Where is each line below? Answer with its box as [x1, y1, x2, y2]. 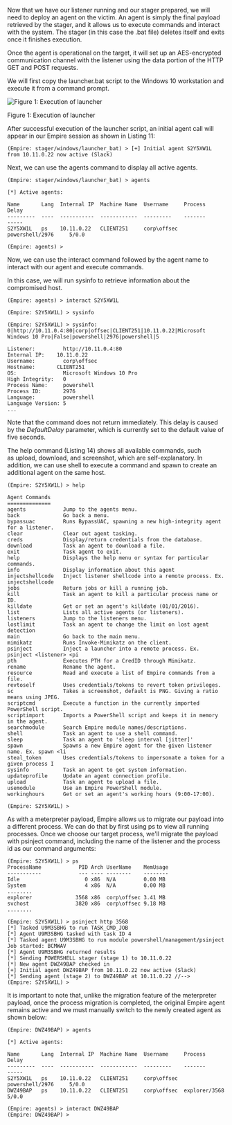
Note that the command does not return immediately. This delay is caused [7, 418, 218, 426]
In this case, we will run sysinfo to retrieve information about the [7, 276, 190, 285]
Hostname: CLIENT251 [7, 363, 85, 370]
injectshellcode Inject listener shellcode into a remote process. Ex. [7, 573, 225, 579]
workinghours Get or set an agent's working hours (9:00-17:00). [7, 791, 215, 798]
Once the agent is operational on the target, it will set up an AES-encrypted [7, 48, 222, 57]
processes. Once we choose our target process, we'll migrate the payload [7, 830, 218, 838]
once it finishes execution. [7, 35, 82, 44]
